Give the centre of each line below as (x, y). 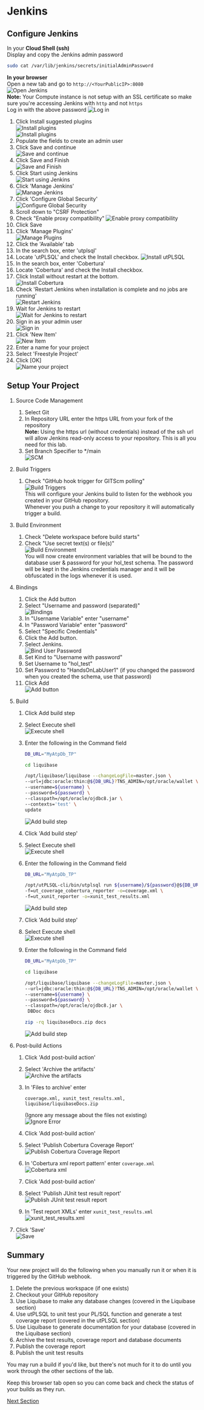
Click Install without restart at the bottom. (67, 276)
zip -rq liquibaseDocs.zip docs (65, 1022)
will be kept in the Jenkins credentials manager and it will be (100, 569)
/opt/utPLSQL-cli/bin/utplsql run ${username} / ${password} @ (102, 885)
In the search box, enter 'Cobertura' (60, 263)
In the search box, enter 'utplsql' (56, 250)
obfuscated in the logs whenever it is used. (78, 575)
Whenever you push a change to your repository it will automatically (110, 507)
